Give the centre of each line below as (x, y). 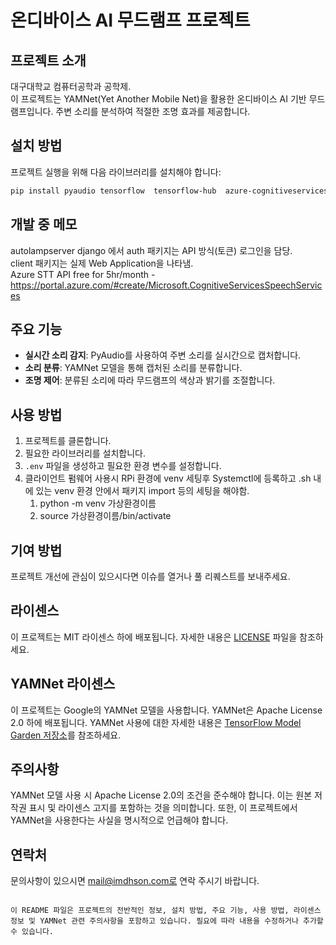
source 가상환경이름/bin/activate (105, 516)
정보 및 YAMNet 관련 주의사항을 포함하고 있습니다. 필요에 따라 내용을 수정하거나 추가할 (167, 921)
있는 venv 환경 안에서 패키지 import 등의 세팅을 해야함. (142, 491)
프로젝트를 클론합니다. (68, 441)
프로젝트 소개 (48, 60)
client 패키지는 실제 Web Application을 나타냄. (102, 263)
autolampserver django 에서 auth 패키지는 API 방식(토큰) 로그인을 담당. (151, 250)
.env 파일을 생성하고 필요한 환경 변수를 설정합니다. (123, 466)
